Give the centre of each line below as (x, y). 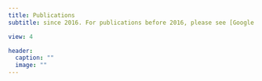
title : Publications (42, 15)
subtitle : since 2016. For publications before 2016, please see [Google (131, 23)
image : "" (31, 65)
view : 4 (21, 37)
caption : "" (35, 58)
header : (21, 51)
